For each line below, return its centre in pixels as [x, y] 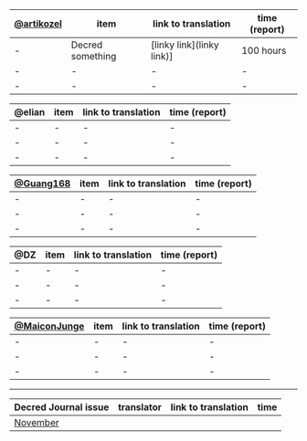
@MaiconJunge [49, 326]
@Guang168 [42, 184]
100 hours [264, 51]
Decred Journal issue [62, 407]
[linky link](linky [185, 45]
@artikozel [38, 24]
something [94, 56]
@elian [30, 112]
